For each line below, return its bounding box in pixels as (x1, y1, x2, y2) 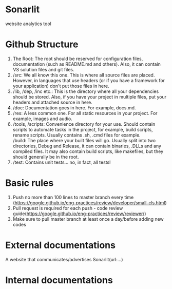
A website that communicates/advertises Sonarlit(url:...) (5, 256, 123, 262)
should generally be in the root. (12, 153, 79, 160)
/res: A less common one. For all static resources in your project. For (12, 110, 158, 116)
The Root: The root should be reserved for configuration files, (12, 55, 143, 62)
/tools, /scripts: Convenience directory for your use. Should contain (12, 121, 156, 127)
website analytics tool (5, 21, 51, 27)
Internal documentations (5, 274, 113, 286)
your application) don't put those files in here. (12, 83, 109, 89)
